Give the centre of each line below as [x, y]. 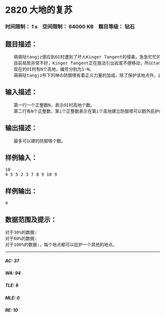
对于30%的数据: [21, 232]
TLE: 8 [12, 286]
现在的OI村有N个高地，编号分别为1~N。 [54, 69]
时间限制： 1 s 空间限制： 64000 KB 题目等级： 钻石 [70, 26]
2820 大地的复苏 [39, 10]
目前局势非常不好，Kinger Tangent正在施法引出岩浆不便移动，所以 [83, 63]
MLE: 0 [12, 298]
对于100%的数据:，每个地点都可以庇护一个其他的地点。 [61, 244]
